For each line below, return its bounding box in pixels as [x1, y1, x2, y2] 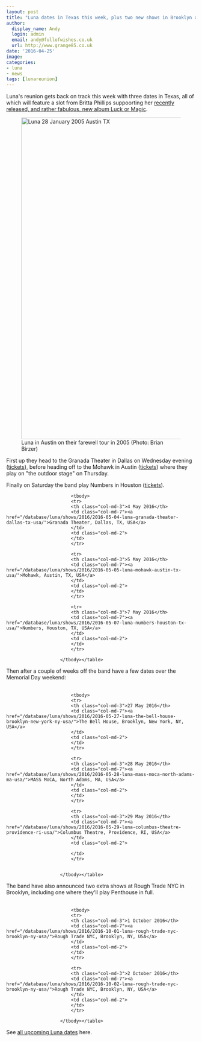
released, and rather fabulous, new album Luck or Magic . [6, 106, 148, 113]
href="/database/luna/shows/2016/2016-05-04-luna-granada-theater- [6, 514, 179, 521]
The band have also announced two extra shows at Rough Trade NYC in [6, 882, 185, 890]
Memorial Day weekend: [6, 674, 66, 681]
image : [6, 54, 23, 60]
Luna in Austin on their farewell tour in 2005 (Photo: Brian [21, 439, 164, 446]
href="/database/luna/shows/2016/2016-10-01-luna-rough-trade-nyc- [6, 929, 179, 935]
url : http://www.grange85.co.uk [11, 43, 93, 49]
